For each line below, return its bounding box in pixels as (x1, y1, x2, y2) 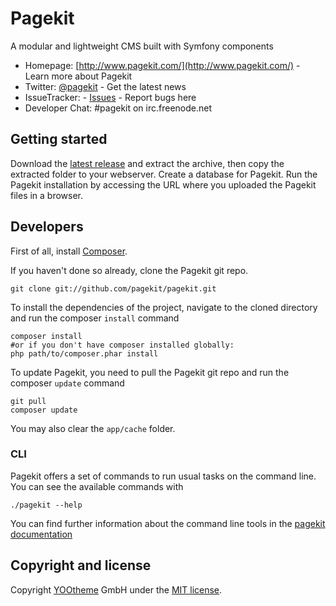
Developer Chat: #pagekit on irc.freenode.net (24, 102, 213, 114)
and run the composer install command (10, 312, 180, 324)
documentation (10, 528, 73, 540)
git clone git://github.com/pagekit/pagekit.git (10, 283, 217, 294)
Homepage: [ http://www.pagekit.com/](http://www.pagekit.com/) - (24, 59, 301, 71)
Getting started (10, 131, 108, 148)
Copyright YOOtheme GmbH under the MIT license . (10, 583, 223, 596)
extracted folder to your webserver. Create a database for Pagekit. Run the (10, 168, 318, 180)
